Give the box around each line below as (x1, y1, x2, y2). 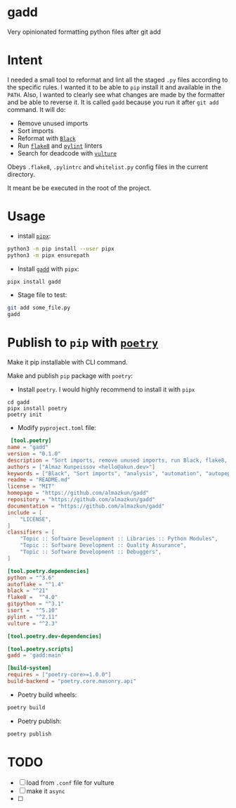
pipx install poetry (7, 405, 68, 412)
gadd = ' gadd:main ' (7, 652, 65, 659)
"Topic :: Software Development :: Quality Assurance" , (20, 542, 188, 549)
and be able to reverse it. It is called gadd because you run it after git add (7, 98, 219, 106)
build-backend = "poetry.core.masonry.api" (7, 678, 137, 685)
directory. (7, 170, 35, 178)
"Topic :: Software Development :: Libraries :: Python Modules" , (20, 536, 218, 543)
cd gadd (7, 399, 30, 406)
